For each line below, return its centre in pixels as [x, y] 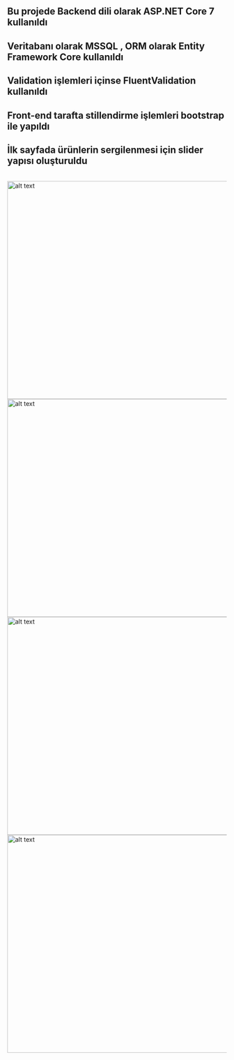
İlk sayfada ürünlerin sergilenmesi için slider [106, 150]
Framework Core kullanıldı [65, 57]
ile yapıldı [29, 126]
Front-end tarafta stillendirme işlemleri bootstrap [116, 115]
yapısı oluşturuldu [47, 161]
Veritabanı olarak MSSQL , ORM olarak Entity [106, 46]
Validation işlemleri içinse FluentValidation [102, 81]
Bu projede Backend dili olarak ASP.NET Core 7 [111, 12]
